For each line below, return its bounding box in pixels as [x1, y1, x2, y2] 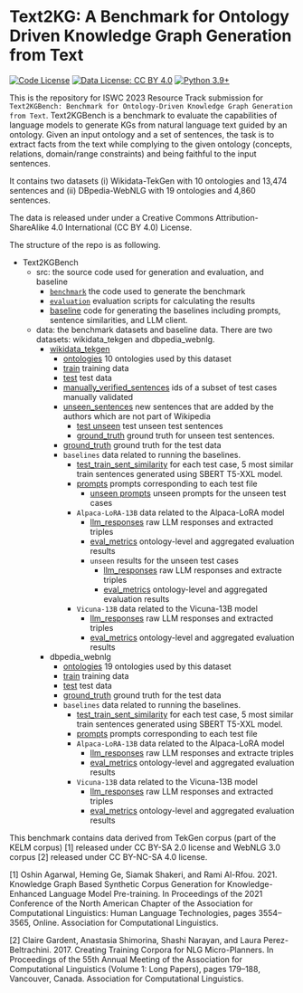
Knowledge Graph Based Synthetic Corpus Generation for [9, 878, 226, 889]
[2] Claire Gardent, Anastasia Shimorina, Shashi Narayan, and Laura [9, 934, 262, 945]
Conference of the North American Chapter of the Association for [9, 898, 253, 909]
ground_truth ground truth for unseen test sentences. [76, 430, 276, 441]
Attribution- [215, 212, 260, 223]
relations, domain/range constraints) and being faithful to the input [9, 148, 257, 159]
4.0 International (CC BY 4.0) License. [51, 222, 193, 233]
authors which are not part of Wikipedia [62, 410, 211, 422]
